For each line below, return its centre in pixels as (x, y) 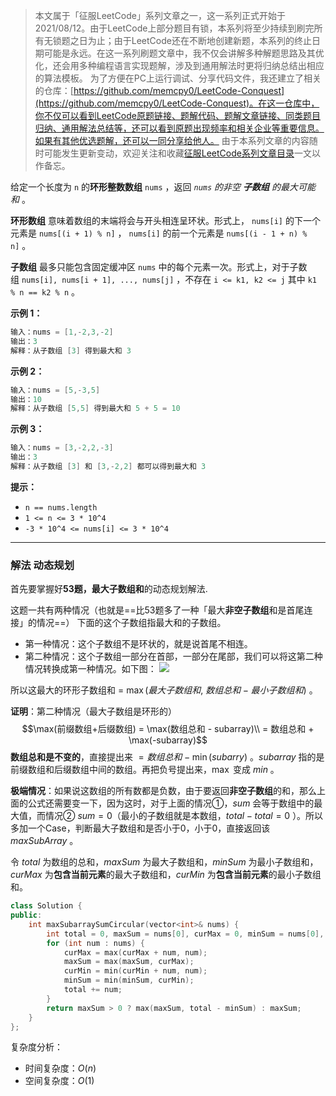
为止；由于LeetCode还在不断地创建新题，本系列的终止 (199, 40)
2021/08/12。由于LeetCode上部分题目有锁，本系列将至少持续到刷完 (174, 28)
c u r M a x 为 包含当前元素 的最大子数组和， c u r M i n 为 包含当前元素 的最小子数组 (166, 875)
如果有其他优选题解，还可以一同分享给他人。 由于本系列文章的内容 (172, 140)
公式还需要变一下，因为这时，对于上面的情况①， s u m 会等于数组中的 (171, 803)
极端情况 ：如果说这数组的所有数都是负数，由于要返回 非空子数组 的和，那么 (163, 791)
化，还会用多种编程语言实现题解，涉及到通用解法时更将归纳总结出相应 (179, 65)
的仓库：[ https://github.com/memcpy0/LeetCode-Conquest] (159, 90)
